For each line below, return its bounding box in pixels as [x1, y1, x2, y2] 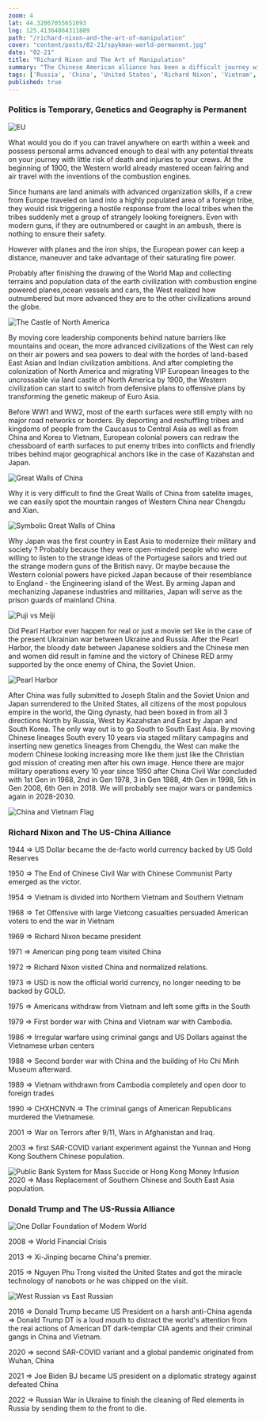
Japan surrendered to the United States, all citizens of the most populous [8, 699, 247, 708]
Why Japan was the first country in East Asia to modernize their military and [8, 536, 256, 545]
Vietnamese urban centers [8, 1041, 95, 1050]
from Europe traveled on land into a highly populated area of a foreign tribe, [8, 195, 255, 205]
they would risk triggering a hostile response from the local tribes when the [8, 203, 253, 213]
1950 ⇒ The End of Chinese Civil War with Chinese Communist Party [8, 868, 233, 878]
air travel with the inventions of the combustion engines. [8, 171, 192, 181]
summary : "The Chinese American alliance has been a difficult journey [8, 64, 249, 71]
